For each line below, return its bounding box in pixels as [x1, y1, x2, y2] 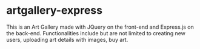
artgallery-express [6, 4, 103, 17]
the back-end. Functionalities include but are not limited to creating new [6, 29, 186, 36]
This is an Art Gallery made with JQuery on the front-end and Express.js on [6, 23, 194, 30]
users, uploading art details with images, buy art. [6, 36, 128, 43]
